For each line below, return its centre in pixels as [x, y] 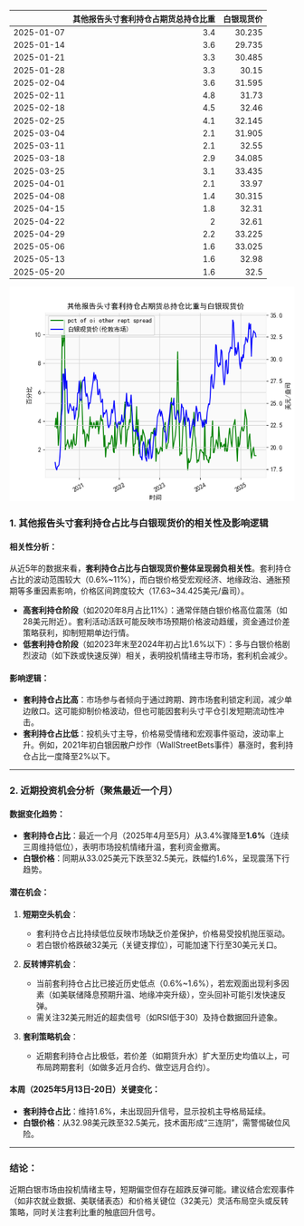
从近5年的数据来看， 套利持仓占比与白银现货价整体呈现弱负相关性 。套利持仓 [151, 568]
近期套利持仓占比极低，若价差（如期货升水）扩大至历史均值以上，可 [163, 1056]
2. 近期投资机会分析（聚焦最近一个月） [94, 791]
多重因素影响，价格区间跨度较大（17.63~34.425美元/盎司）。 [137, 591]
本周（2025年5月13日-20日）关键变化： [85, 1089]
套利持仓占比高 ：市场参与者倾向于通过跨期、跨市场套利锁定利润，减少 [153, 700]
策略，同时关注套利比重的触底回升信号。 [85, 1212]
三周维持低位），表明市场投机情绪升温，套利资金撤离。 [123, 847]
